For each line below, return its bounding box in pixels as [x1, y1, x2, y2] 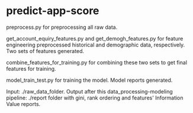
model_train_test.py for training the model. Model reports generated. [6, 77, 173, 84]
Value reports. [6, 100, 41, 107]
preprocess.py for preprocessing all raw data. [6, 24, 118, 31]
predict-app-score [6, 4, 99, 18]
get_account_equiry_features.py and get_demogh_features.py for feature [6, 35, 184, 42]
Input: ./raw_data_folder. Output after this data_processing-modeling [6, 88, 173, 95]
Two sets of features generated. [6, 47, 85, 54]
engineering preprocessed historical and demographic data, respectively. [6, 41, 185, 48]
